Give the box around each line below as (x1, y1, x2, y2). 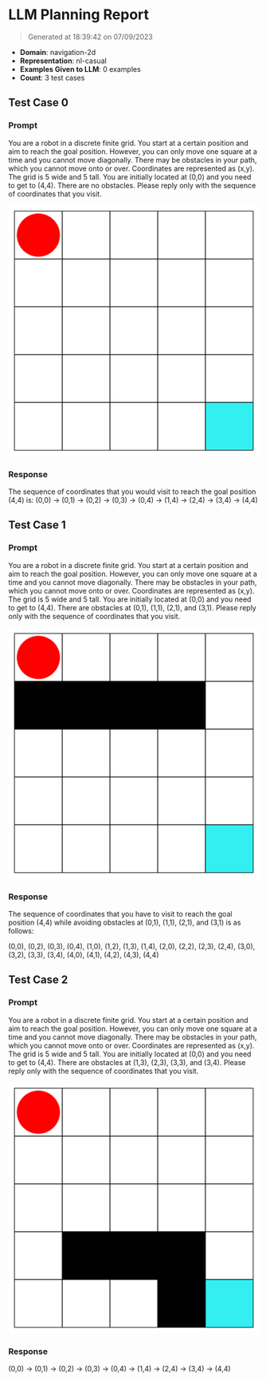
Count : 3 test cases (19, 73, 85, 82)
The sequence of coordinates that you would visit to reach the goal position (8, 487, 256, 496)
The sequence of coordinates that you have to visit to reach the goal (8, 909, 233, 918)
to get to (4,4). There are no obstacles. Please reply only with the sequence (8, 180, 256, 190)
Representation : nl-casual (19, 56, 108, 65)
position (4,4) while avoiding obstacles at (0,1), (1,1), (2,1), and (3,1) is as (8, 917, 241, 927)
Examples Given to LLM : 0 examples (19, 64, 141, 73)
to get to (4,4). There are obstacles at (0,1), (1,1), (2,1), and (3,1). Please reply (8, 602, 256, 612)
